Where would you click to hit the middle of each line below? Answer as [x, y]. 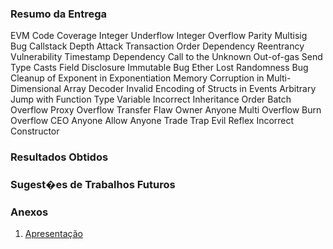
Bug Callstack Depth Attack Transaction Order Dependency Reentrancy [157, 46]
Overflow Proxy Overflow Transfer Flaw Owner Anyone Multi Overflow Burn [166, 110]
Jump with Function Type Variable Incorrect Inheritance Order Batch [151, 99]
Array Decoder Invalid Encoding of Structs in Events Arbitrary [190, 89]
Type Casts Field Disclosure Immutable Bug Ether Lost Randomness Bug [159, 68]
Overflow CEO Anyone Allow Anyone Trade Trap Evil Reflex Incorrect [152, 121]
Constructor [35, 131]
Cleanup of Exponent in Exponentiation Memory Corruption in [137, 78]
